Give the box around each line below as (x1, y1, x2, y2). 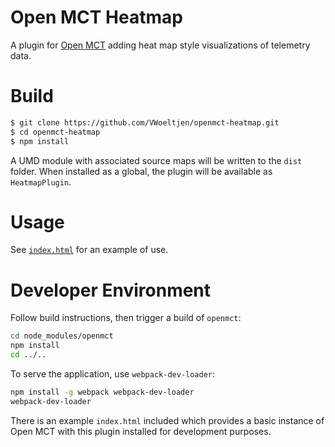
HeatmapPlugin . (10, 176, 72, 188)
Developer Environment (10, 279, 212, 301)
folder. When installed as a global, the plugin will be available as (10, 165, 273, 177)
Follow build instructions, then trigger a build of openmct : (10, 312, 242, 324)
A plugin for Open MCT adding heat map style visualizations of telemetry (10, 39, 311, 51)
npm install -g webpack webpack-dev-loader (10, 387, 195, 397)
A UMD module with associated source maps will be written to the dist (10, 154, 303, 166)
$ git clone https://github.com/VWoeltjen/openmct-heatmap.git (10, 117, 280, 128)
